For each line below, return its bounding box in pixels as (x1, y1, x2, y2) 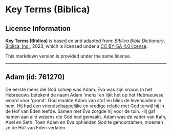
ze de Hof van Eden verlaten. (5, 124, 67, 130)
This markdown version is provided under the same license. (5, 53, 132, 59)
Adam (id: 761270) (5, 73, 65, 82)
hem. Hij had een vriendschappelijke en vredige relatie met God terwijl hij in (5, 103, 165, 109)
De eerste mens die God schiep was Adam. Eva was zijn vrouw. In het (5, 86, 153, 92)
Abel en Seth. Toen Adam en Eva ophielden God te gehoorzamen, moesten (5, 119, 163, 125)
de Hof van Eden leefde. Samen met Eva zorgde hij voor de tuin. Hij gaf (5, 108, 156, 114)
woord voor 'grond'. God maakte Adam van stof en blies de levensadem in (5, 97, 162, 103)
